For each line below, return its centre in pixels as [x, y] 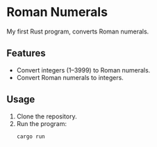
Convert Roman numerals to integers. [70, 77]
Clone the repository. [47, 116]
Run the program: [42, 123]
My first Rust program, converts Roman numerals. [78, 31]
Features [26, 53]
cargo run [31, 137]
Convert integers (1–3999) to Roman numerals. [83, 70]
